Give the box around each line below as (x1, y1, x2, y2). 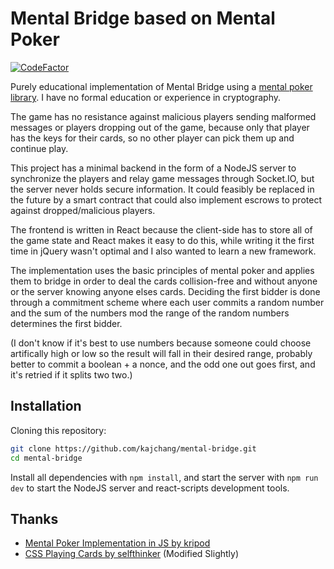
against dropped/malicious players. (10, 204, 156, 216)
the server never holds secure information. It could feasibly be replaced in (10, 183, 315, 195)
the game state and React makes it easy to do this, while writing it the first (10, 234, 315, 246)
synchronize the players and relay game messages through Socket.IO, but (10, 172, 315, 184)
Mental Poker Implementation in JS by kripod (24, 537, 211, 549)
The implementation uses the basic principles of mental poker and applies (10, 264, 315, 276)
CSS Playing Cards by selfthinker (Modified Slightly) (24, 548, 240, 560)
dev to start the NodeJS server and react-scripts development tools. (10, 482, 290, 494)
